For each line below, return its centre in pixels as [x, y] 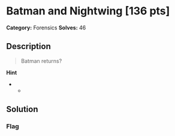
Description [28, 46]
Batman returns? [41, 61]
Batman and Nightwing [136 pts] [88, 11]
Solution [22, 109]
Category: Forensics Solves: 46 [46, 28]
